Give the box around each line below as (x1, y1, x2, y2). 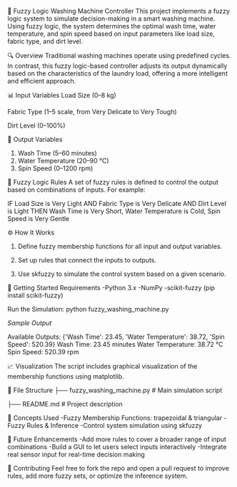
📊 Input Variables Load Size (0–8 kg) (7, 91, 116, 99)
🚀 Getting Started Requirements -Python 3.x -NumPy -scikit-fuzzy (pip (7, 284, 216, 292)
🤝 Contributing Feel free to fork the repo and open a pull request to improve (7, 464, 230, 472)
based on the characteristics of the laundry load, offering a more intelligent (7, 69, 228, 78)
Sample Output (7, 319, 52, 327)
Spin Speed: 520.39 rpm (7, 348, 80, 356)
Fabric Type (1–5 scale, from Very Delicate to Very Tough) (7, 108, 177, 116)
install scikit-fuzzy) (7, 291, 64, 299)
